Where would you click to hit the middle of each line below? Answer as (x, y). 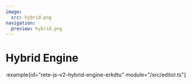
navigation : (20, 23)
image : (14, 12)
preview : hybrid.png (37, 28)
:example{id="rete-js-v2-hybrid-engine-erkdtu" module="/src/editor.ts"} (96, 75)
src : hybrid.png (31, 17)
